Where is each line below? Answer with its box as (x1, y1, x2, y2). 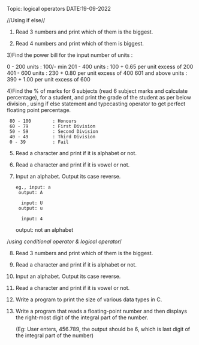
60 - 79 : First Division (9, 123, 96, 129)
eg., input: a (15, 184, 51, 190)
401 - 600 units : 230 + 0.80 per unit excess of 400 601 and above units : (7, 69, 188, 77)
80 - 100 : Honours (9, 118, 77, 124)
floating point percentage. (7, 107, 71, 113)
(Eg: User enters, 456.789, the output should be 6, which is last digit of (15, 326, 191, 332)
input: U (21, 200, 43, 206)
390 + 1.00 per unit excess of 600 (7, 76, 91, 83)
